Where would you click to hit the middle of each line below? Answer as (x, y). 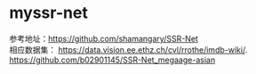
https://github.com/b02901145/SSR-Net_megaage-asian (112, 60)
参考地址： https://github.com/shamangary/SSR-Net (104, 38)
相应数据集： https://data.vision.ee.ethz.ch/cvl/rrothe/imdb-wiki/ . (128, 49)
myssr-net (49, 13)
